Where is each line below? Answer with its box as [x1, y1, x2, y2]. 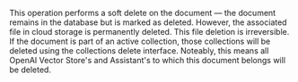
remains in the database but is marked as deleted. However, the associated [9, 17, 287, 28]
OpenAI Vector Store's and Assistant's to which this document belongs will [9, 55, 285, 65]
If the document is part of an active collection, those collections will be [9, 36, 271, 46]
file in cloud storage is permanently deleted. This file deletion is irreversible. [9, 27, 290, 37]
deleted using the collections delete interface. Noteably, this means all [9, 45, 269, 56]
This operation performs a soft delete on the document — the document [9, 8, 276, 18]
